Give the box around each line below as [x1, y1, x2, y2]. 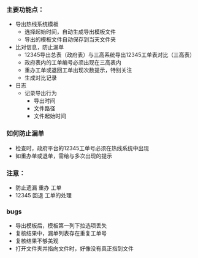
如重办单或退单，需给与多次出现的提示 [15, 152, 112, 159]
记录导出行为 [24, 89, 57, 97]
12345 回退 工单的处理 [15, 191, 72, 199]
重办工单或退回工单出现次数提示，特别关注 [24, 66, 132, 74]
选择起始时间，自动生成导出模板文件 [24, 28, 116, 36]
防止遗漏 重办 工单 [15, 184, 62, 191]
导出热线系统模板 [15, 20, 59, 28]
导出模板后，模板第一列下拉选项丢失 [15, 222, 107, 229]
